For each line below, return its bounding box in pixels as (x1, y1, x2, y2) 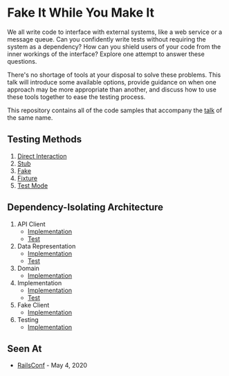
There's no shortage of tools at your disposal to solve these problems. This (7, 71, 221, 79)
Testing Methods (7, 134, 82, 145)
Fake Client (17, 301, 50, 309)
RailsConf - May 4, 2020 (17, 361, 88, 370)
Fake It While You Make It (7, 5, 154, 21)
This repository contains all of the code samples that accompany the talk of (7, 106, 223, 114)
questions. (7, 57, 37, 65)
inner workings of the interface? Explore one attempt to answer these (7, 50, 205, 58)
